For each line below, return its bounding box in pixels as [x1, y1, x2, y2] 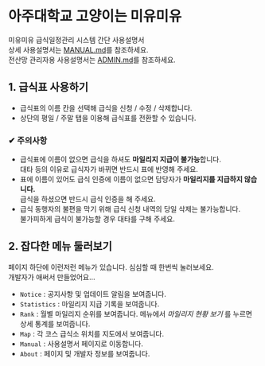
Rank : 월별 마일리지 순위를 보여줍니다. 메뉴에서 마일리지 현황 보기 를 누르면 [19, 309, 253, 318]
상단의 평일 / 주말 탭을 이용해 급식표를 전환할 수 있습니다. [19, 113, 197, 123]
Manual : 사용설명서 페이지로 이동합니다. [19, 339, 143, 348]
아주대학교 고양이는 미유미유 [8, 7, 182, 25]
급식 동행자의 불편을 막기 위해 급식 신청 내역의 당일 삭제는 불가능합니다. [19, 204, 241, 214]
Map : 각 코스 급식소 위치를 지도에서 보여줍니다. [19, 329, 165, 338]
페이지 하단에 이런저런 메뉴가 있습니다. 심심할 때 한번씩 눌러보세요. [8, 262, 215, 271]
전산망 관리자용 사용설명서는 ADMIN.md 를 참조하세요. [8, 55, 177, 64]
